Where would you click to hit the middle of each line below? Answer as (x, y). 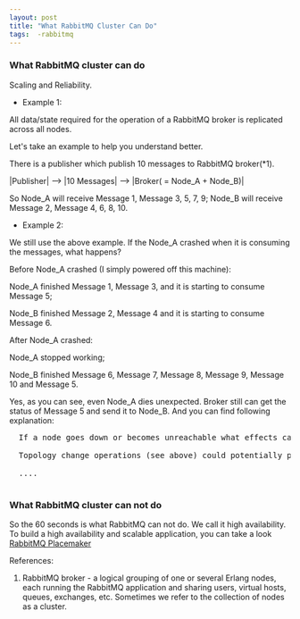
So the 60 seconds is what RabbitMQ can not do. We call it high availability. (148, 524)
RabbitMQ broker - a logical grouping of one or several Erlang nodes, (149, 578)
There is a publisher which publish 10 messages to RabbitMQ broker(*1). (142, 163)
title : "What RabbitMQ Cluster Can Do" (83, 26)
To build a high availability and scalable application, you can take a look (141, 533)
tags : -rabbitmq (42, 34)
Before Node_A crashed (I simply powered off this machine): (121, 269)
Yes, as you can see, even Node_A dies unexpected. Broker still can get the (148, 401)
